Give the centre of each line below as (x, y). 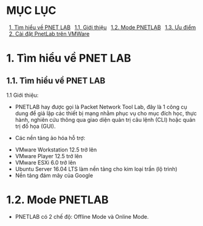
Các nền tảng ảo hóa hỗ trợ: (50, 138)
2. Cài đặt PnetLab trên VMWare (49, 33)
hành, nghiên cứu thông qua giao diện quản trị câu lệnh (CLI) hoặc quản (105, 119)
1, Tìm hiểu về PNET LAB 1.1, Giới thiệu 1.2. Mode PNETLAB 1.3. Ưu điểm (102, 27)
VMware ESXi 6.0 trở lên (46, 162)
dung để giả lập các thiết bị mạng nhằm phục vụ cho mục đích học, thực (106, 113)
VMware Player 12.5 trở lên (49, 156)
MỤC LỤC (31, 11)
